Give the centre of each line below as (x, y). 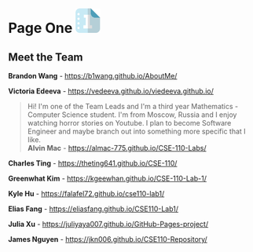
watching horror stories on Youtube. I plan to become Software (129, 123)
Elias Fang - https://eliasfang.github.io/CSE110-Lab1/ (93, 209)
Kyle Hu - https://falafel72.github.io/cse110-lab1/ (86, 194)
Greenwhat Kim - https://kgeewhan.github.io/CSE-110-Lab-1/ (107, 179)
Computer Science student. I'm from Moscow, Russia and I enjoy (132, 115)
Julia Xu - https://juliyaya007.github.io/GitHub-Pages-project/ (108, 225)
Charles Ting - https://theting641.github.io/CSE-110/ (93, 163)
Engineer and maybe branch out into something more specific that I (136, 131)
